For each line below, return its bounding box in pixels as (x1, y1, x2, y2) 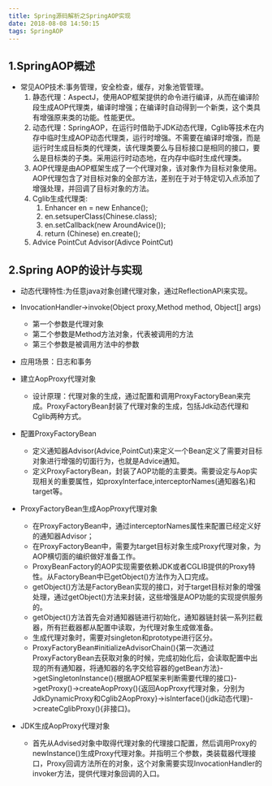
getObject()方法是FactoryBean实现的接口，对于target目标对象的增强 (32, 582, 261, 591)
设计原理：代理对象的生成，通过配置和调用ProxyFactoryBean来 (32, 391, 244, 400)
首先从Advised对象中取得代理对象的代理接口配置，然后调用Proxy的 (32, 738, 257, 748)
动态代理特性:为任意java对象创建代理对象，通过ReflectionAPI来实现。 (19, 286, 253, 296)
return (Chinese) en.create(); (44, 229, 140, 239)
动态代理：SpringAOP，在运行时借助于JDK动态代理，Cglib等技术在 (32, 123, 257, 132)
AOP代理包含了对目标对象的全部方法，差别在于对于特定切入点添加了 (32, 174, 261, 184)
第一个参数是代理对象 (32, 319, 104, 329)
